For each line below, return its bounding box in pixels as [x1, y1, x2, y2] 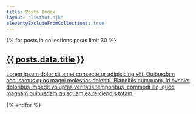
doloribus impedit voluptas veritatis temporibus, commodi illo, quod [6, 83, 175, 91]
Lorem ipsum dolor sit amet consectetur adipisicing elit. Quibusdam [6, 70, 175, 78]
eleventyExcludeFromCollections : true [6, 20, 104, 26]
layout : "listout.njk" [6, 15, 64, 21]
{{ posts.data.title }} [6, 54, 85, 64]
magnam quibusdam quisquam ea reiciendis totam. [6, 90, 135, 97]
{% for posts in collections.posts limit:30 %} [6, 37, 117, 44]
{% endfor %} [6, 101, 41, 109]
